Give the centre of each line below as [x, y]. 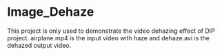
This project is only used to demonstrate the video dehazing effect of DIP [111, 31]
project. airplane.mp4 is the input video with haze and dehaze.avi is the [109, 38]
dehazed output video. [39, 45]
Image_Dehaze [51, 12]
